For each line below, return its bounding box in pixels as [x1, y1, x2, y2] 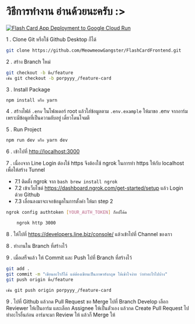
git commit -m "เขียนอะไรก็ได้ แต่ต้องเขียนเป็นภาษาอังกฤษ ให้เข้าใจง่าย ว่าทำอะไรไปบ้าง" [6, 271, 168, 277]
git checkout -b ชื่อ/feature [6, 70, 74, 76]
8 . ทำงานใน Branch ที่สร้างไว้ [6, 243, 68, 250]
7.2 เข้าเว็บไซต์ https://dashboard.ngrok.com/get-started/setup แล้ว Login [14, 185, 183, 192]
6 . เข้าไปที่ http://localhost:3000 [6, 148, 80, 155]
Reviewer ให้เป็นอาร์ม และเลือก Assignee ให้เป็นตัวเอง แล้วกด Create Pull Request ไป [6, 304, 189, 312]
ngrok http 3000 [16, 220, 57, 226]
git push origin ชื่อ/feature [6, 277, 74, 282]
